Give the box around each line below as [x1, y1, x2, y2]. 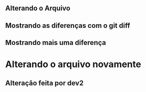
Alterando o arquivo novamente [5, 59, 141, 70]
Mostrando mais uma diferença [5, 38, 106, 47]
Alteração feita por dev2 [5, 78, 84, 87]
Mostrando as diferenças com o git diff [5, 21, 130, 30]
